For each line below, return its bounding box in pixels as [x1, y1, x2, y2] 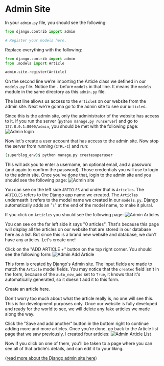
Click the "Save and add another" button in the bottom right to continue [5, 320, 149, 326]
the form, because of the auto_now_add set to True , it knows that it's [5, 272, 141, 277]
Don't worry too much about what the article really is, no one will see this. [5, 296, 154, 301]
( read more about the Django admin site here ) [5, 355, 97, 361]
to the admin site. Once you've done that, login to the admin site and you [5, 172, 152, 178]
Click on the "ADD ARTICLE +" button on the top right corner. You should [5, 246, 152, 252]
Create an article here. [5, 286, 50, 292]
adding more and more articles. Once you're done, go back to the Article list [5, 326, 158, 332]
